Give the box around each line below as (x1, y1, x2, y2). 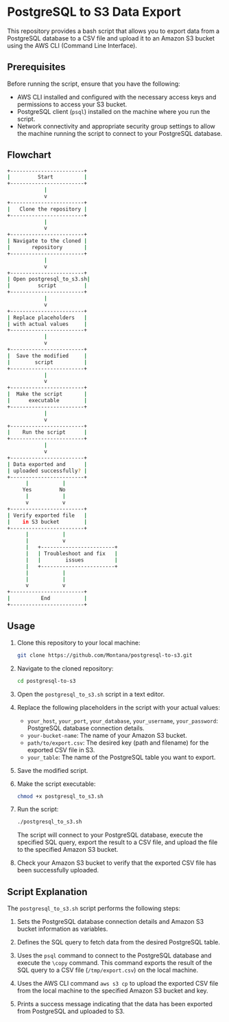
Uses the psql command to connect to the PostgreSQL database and (16, 951, 212, 960)
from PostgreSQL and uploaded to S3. (16, 1007, 125, 1016)
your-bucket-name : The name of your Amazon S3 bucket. (27, 731, 187, 739)
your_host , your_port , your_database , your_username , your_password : (27, 717, 218, 725)
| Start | (7, 174, 88, 181)
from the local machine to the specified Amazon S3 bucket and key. (16, 986, 208, 995)
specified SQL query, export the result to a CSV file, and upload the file (16, 838, 218, 846)
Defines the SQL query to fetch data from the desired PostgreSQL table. (16, 938, 221, 946)
